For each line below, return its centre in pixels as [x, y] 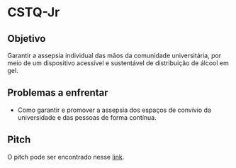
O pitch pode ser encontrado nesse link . [66, 157]
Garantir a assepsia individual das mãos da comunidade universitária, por [114, 55]
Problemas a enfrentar [58, 93]
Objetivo [27, 39]
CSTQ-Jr [34, 12]
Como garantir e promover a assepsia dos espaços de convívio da [114, 110]
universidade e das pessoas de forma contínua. [87, 117]
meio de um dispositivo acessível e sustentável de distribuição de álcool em [118, 63]
